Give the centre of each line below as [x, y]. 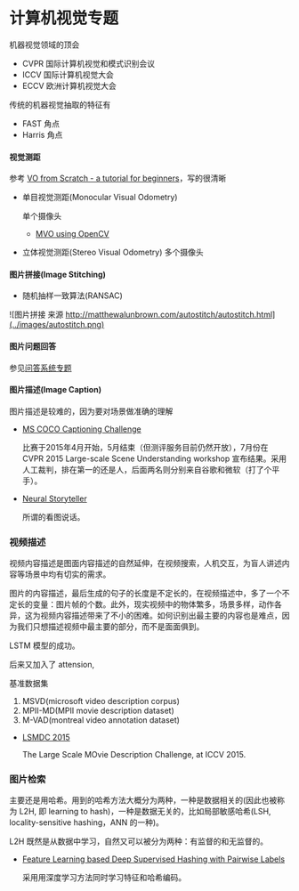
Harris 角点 [42, 134]
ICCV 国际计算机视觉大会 [68, 74]
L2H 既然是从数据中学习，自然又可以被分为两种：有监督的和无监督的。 [139, 841]
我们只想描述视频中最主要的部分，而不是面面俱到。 [110, 627]
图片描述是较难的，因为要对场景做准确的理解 [91, 411]
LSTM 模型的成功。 [44, 645]
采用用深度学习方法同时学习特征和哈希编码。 [104, 878]
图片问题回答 [32, 346]
